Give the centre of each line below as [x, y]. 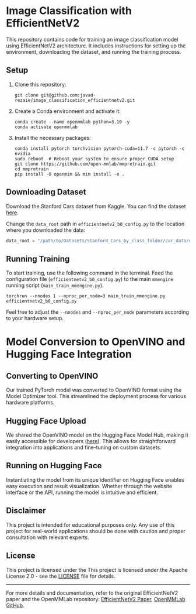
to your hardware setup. [35, 318]
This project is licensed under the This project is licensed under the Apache [97, 570]
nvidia [22, 153]
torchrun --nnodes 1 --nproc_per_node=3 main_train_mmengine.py [86, 296]
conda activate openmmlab [46, 127]
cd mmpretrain [32, 169]
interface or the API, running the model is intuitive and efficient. [82, 492]
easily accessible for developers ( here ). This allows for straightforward [91, 441]
